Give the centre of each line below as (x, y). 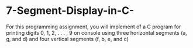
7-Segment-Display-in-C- (70, 11)
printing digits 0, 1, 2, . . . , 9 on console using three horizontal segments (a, (96, 32)
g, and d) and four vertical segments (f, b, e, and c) (67, 39)
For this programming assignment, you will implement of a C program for (94, 27)
